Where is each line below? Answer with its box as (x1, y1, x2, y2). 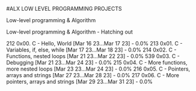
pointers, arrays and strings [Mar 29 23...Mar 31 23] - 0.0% (6, 78, 153, 85)
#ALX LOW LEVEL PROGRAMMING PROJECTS (6, 5, 122, 12)
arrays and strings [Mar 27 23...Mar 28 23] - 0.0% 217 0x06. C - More (6, 72, 179, 78)
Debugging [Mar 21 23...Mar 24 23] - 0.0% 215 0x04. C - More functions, (6, 59, 188, 66)
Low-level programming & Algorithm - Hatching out (6, 28, 133, 35)
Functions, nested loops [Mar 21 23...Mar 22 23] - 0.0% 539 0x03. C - (6, 53, 180, 59)
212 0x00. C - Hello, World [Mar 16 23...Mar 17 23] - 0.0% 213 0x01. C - (6, 40, 183, 47)
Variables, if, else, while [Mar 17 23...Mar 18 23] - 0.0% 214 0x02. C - (6, 46, 177, 53)
